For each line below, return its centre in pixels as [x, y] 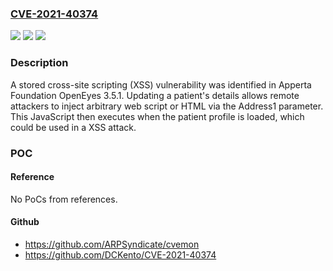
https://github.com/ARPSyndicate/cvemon [112, 244]
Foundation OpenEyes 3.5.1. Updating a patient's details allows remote [155, 95]
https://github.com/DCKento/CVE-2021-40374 [120, 254]
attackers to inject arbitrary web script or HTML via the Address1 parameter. [167, 106]
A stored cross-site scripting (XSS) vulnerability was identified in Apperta [161, 84]
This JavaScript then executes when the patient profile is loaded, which [157, 116]
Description [39, 63]
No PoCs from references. [64, 199]
